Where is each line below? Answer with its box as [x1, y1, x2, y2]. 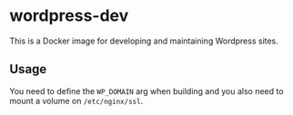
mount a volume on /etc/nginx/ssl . [9, 95, 144, 106]
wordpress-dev [9, 5, 129, 26]
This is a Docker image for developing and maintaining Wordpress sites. [9, 35, 279, 46]
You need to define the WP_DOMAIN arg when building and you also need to [9, 85, 284, 96]
